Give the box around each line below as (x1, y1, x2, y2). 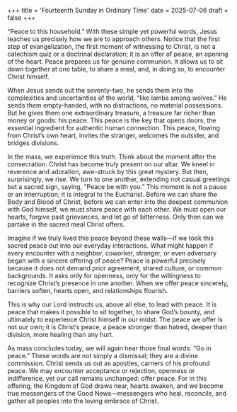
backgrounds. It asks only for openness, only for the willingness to (7, 272, 202, 280)
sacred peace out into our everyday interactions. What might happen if (7, 241, 214, 250)
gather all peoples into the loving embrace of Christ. (7, 396, 159, 405)
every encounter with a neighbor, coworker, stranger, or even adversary (7, 249, 217, 257)
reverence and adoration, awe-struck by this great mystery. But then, (7, 168, 209, 176)
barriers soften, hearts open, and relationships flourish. (7, 287, 168, 294)
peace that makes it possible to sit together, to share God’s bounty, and (7, 308, 215, 316)
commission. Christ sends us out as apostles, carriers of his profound (7, 359, 210, 367)
